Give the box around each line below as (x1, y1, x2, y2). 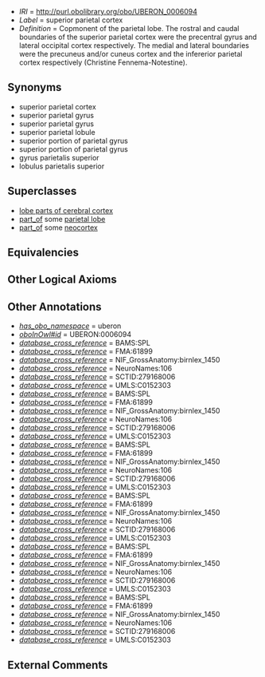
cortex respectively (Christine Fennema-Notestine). (18, 57, 188, 67)
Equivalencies (7, 246, 79, 259)
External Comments (7, 658, 108, 671)
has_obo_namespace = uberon (18, 321, 122, 331)
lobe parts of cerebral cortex (18, 205, 113, 215)
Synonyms (7, 81, 62, 94)
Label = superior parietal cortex (18, 15, 123, 25)
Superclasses (7, 184, 77, 198)
